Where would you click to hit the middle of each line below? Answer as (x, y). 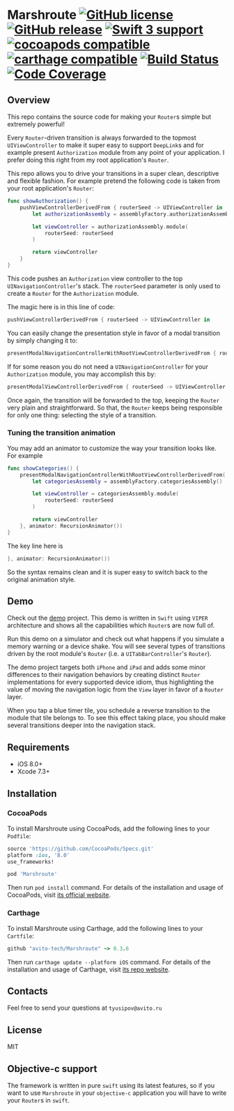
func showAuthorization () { (48, 201)
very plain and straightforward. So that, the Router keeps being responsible (115, 408)
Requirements (38, 747)
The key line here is (35, 546)
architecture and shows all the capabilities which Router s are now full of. (111, 625)
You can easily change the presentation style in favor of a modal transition (114, 333)
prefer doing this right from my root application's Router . (88, 160)
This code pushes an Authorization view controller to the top (95, 278)
